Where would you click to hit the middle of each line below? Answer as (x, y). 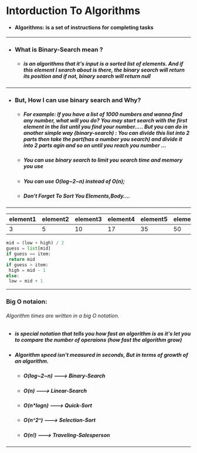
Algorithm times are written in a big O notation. (63, 315)
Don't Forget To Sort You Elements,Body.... (77, 196)
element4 (121, 219)
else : (13, 276)
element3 (89, 219)
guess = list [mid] (28, 248)
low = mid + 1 (26, 281)
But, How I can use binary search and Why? (78, 100)
